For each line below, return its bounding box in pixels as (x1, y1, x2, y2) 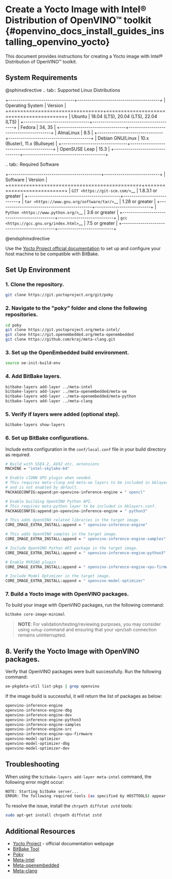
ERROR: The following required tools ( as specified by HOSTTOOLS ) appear (5, 794, 166, 799)
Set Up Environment (5, 266, 71, 274)
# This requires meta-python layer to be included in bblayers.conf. (5, 503, 157, 509)
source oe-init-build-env (5, 361, 60, 366)
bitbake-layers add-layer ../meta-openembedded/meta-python (5, 394, 137, 399)
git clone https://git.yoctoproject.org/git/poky (5, 293, 114, 298)
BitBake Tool (12, 846, 39, 852)
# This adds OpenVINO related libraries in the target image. (5, 518, 141, 523)
